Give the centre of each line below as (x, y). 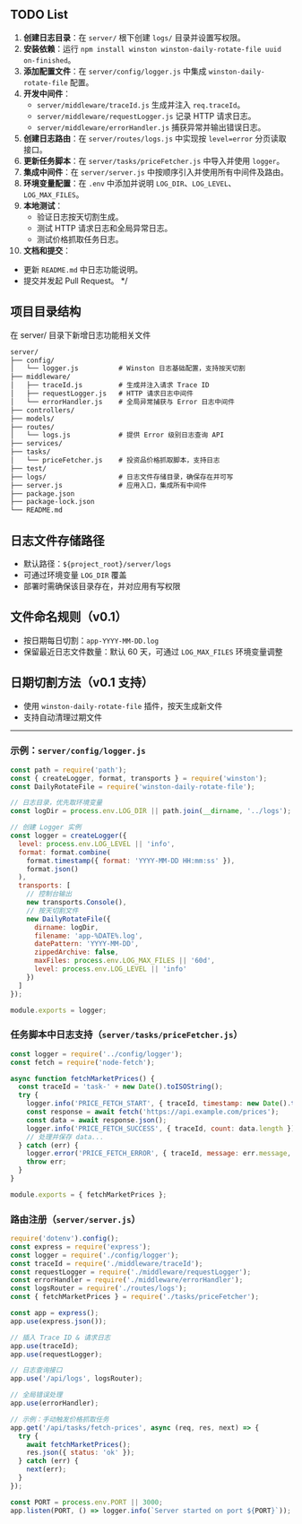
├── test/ (29, 468)
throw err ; (47, 1162)
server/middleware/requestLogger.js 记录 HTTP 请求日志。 (146, 116)
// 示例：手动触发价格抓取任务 (60, 1419)
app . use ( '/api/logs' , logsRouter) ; (77, 1379)
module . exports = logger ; (58, 1010)
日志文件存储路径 (57, 540)
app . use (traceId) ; (44, 1346)
